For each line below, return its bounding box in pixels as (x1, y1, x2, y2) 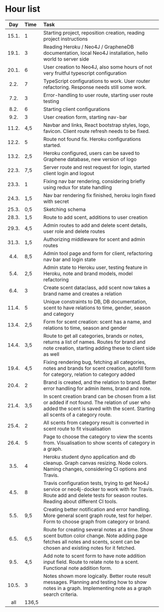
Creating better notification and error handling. (43, 506, 150, 513)
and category (43, 310, 74, 317)
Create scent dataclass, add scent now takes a (43, 284, 150, 291)
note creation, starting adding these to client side (43, 345, 156, 351)
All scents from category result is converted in (43, 419, 149, 426)
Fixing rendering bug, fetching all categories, (43, 358, 146, 365)
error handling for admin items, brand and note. (43, 385, 152, 392)
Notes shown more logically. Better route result (43, 572, 151, 579)
